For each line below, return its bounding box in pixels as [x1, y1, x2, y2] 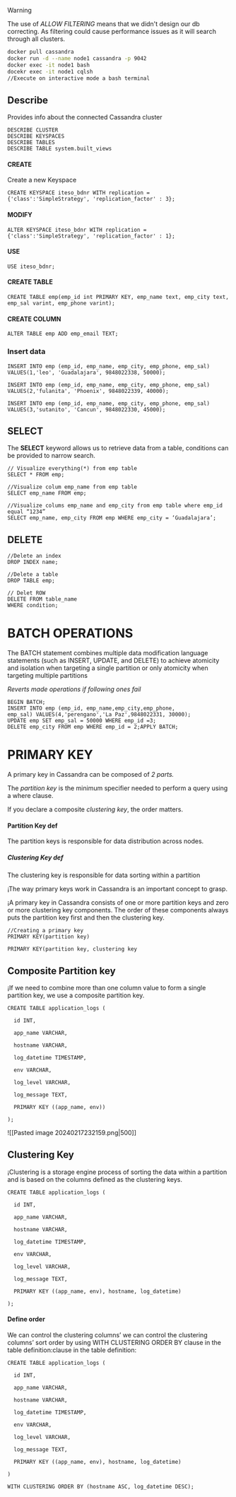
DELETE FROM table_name [7, 596, 78, 603]
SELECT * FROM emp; [7, 471, 65, 479]
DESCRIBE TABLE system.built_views [7, 145, 112, 153]
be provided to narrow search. [7, 452, 95, 460]
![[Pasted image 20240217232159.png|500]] [7, 1128, 136, 1137]
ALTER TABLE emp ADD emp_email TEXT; [7, 330, 119, 338]
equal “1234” [7, 508, 46, 515]
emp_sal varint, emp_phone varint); [7, 300, 115, 307]
